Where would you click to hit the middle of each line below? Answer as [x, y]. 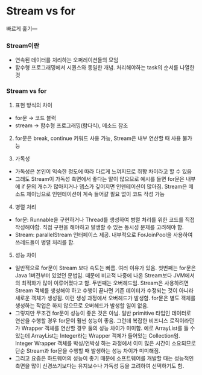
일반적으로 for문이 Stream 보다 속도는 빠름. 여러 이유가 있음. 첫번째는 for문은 [105, 268]
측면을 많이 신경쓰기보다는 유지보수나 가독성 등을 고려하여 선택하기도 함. [99, 365]
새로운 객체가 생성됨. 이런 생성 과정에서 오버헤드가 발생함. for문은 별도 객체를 [105, 298]
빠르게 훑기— [22, 28]
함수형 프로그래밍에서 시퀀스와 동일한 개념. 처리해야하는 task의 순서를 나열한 [105, 68]
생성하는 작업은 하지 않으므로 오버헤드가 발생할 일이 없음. [82, 305]
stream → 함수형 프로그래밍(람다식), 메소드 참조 [71, 125]
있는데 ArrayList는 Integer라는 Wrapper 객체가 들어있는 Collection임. [97, 335]
